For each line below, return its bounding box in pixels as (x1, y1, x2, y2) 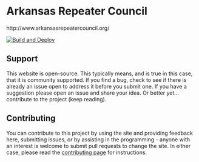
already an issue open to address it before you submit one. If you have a (6, 83, 187, 90)
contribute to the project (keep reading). (6, 95, 107, 103)
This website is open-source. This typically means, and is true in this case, (6, 70, 193, 77)
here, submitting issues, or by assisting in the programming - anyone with (6, 135, 191, 143)
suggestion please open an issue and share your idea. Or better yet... (6, 89, 179, 96)
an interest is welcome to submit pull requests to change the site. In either (6, 142, 191, 149)
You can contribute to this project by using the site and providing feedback (6, 129, 193, 137)
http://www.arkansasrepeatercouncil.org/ (6, 24, 110, 32)
